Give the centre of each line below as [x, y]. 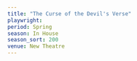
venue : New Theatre [36, 46]
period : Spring [30, 27]
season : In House [33, 33]
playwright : [25, 20]
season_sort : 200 [33, 40]
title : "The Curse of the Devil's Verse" [70, 14]
